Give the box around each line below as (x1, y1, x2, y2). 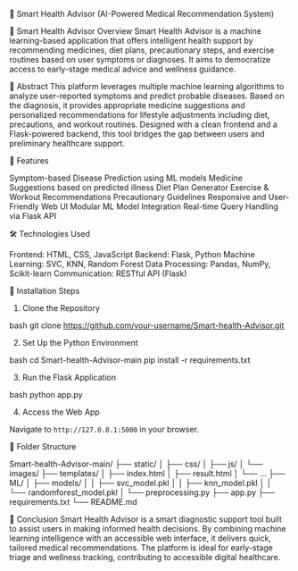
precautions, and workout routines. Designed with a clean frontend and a (9, 119, 278, 130)
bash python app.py (9, 390, 83, 399)
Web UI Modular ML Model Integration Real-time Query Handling (40, 201, 278, 212)
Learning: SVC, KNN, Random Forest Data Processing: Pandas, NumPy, (9, 259, 271, 269)
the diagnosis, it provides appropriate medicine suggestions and (9, 100, 245, 111)
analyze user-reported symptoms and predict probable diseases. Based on (9, 90, 285, 101)
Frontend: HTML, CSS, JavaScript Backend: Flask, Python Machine (9, 249, 256, 259)
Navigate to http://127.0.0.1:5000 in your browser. (9, 424, 199, 434)
